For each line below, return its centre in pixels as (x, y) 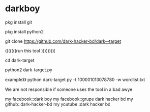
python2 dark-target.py (29, 70)
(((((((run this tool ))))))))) (30, 51)
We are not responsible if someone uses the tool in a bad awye (69, 89)
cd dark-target (20, 60)
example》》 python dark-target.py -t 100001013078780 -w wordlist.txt (75, 80)
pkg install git (19, 22)
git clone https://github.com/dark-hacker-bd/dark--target (63, 41)
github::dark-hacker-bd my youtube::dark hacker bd (58, 104)
